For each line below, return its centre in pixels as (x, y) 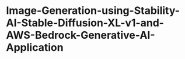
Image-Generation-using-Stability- (93, 11)
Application (35, 48)
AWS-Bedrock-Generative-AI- (81, 35)
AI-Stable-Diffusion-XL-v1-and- (85, 23)
